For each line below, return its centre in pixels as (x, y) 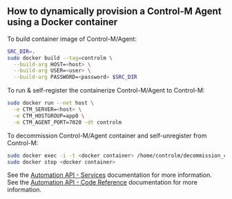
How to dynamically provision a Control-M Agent (115, 11)
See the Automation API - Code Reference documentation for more (103, 182)
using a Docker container (62, 22)
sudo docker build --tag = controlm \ (60, 58)
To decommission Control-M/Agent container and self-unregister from (107, 135)
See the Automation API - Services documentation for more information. (110, 175)
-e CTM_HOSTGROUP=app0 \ (49, 116)
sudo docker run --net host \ (51, 103)
